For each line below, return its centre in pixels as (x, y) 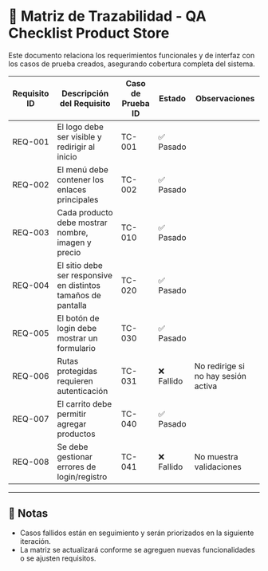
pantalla (72, 305)
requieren (75, 380)
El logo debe (80, 127)
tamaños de (79, 295)
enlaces (72, 189)
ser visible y (79, 136)
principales (78, 199)
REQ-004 (31, 285)
